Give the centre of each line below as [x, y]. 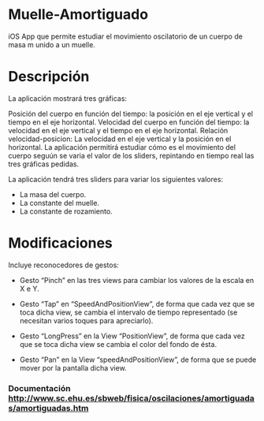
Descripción [49, 77]
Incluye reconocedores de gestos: [64, 265]
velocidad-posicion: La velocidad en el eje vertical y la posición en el [120, 139]
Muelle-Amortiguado [78, 15]
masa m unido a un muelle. [52, 44]
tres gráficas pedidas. [44, 164]
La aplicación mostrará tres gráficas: [68, 98]
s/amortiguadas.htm [48, 408]
